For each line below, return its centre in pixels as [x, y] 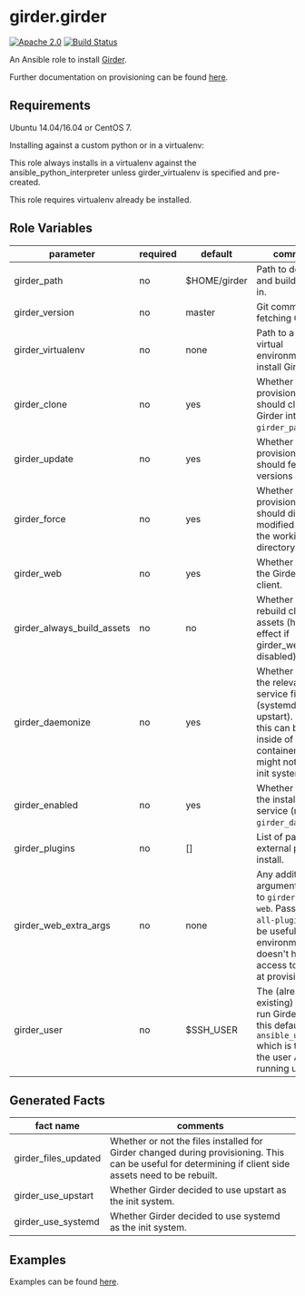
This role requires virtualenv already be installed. [101, 199]
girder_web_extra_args [62, 925]
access [272, 965]
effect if [273, 633]
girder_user [39, 1030]
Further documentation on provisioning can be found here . [119, 77]
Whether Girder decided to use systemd [195, 1216]
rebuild [271, 610]
